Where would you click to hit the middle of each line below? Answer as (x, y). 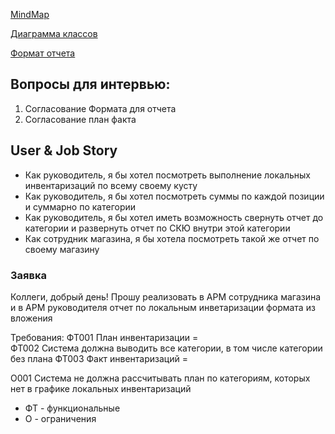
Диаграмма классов (54, 33)
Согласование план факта (80, 119)
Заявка (28, 275)
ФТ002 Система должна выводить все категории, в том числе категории (166, 348)
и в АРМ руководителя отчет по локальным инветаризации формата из (163, 307)
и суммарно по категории (80, 206)
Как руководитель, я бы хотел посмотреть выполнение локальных (167, 175)
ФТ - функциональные (72, 408)
